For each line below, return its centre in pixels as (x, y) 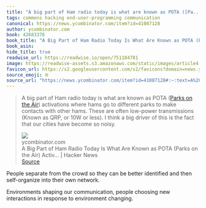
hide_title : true (29, 52)
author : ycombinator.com (38, 29)
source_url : (21, 80)
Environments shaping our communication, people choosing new (88, 192)
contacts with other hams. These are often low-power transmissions (108, 111)
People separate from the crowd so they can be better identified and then (99, 174)
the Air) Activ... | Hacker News (59, 155)
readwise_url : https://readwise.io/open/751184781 (72, 58)
